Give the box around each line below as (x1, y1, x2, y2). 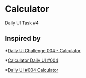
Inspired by (5, 34, 41, 43)
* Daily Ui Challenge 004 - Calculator (5, 47, 81, 53)
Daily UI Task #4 (5, 20, 39, 26)
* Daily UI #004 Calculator (5, 67, 59, 73)
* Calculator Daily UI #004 (5, 57, 59, 63)
